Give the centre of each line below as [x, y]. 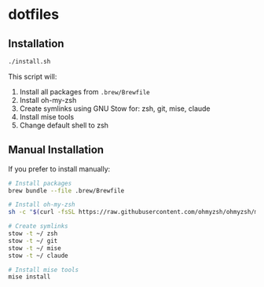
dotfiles [34, 15]
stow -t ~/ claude [38, 256]
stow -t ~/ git [33, 241]
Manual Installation [56, 150]
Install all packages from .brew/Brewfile [85, 91]
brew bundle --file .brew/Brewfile [66, 190]
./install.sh [29, 61]
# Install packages [40, 183]
